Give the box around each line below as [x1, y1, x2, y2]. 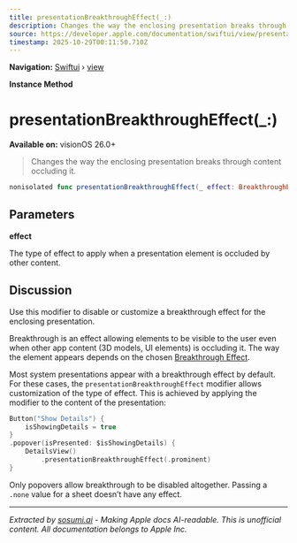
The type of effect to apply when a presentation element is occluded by [9, 248, 270, 258]
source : [9, 29, 38, 38]
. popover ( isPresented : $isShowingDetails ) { [9, 439, 176, 447]
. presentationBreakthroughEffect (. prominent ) [41, 455, 212, 464]
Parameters [9, 207, 75, 222]
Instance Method [9, 79, 73, 89]
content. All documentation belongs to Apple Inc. [9, 524, 187, 534]
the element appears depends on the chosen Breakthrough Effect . [9, 351, 250, 363]
